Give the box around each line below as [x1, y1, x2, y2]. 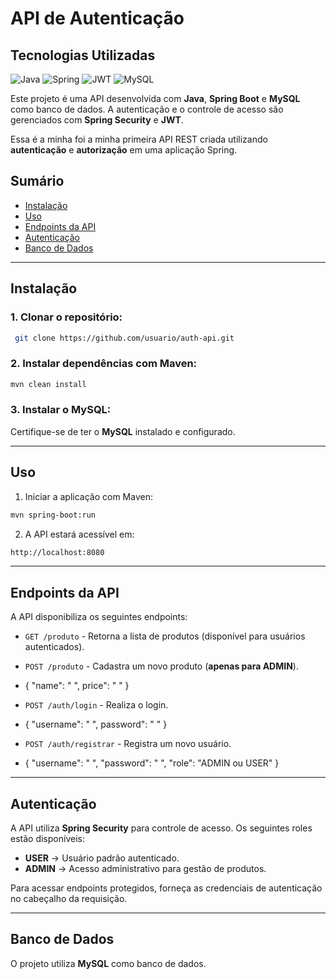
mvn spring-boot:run [10, 510, 97, 520]
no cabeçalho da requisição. [10, 893, 128, 905]
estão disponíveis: [10, 833, 85, 845]
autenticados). [24, 641, 85, 653]
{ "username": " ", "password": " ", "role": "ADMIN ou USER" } [24, 757, 280, 769]
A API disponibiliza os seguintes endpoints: [10, 611, 188, 623]
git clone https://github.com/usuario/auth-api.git [14, 333, 235, 343]
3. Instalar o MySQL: [10, 403, 112, 417]
